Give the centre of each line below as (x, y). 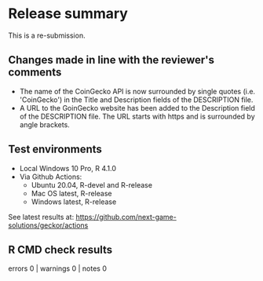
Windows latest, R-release (74, 202)
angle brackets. (45, 124)
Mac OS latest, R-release (71, 193)
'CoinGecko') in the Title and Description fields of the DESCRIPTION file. (136, 100)
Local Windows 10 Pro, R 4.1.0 (68, 168)
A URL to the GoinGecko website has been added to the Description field (137, 108)
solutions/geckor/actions (48, 225)
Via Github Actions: (51, 177)
